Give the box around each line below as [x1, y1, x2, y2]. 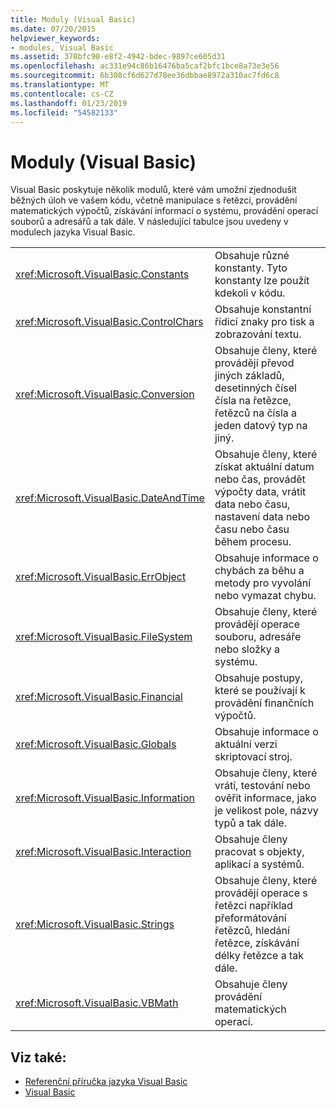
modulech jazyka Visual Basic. [10, 226, 136, 238]
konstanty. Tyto [214, 261, 288, 275]
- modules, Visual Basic [10, 42, 114, 53]
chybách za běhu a [214, 564, 305, 578]
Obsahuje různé [214, 249, 290, 263]
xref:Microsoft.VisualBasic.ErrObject [15, 570, 187, 584]
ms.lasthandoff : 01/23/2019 [10, 98, 128, 108]
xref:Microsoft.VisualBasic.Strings [15, 917, 175, 931]
